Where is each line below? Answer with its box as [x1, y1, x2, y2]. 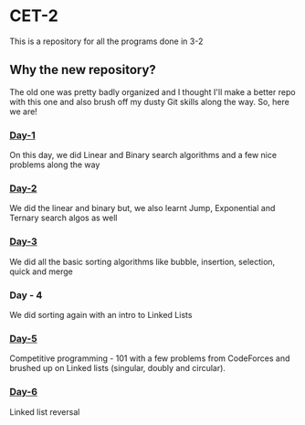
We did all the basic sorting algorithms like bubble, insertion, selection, [9, 256, 276, 267]
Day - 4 [9, 289, 43, 302]
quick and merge [9, 266, 73, 277]
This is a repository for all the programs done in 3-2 [9, 36, 204, 47]
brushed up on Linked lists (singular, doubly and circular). [9, 363, 226, 374]
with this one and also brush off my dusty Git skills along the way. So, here [9, 96, 289, 107]
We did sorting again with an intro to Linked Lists [9, 309, 193, 320]
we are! [9, 106, 38, 117]
